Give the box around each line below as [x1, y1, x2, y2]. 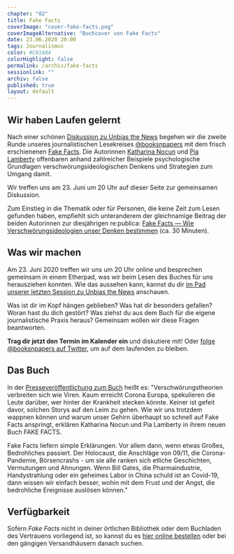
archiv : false [7, 75, 49, 82]
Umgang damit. [7, 169, 52, 178]
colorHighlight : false [7, 56, 73, 63]
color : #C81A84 [7, 50, 52, 57]
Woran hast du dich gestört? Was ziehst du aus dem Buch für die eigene [7, 308, 216, 316]
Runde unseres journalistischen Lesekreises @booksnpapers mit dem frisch [7, 140, 226, 148]
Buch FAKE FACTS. [7, 428, 62, 436]
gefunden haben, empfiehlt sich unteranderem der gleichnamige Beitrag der [7, 211, 227, 220]
